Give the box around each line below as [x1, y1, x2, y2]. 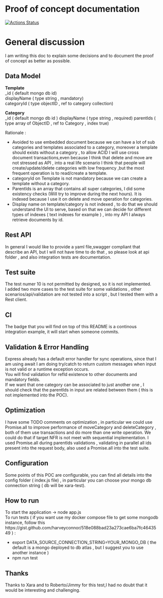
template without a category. [12, 180, 70, 186]
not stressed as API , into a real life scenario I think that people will [12, 160, 145, 166]
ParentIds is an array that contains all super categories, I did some [12, 186, 145, 191]
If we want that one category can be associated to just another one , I [5, 381, 145, 388]
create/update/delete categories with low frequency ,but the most [12, 165, 145, 171]
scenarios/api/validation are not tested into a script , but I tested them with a [5, 291, 158, 298]
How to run [5, 496, 39, 505]
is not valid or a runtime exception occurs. [5, 366, 90, 372]
